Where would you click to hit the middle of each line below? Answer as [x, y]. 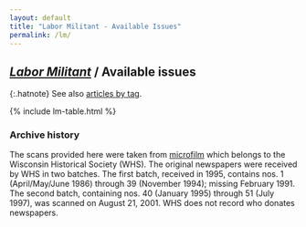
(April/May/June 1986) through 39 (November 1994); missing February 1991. [152, 184]
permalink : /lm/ [40, 35]
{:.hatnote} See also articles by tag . [76, 94]
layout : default [40, 18]
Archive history [45, 135]
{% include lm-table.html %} [63, 111]
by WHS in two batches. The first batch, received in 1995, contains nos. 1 [147, 174]
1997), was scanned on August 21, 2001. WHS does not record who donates [152, 203]
